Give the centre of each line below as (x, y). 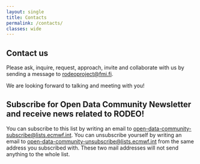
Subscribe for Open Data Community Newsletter (99, 105)
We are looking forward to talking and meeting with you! (76, 86)
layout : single (25, 12)
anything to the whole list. (38, 154)
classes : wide (24, 29)
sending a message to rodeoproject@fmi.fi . (60, 74)
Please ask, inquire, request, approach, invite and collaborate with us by (95, 68)
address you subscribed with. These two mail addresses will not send (92, 148)
